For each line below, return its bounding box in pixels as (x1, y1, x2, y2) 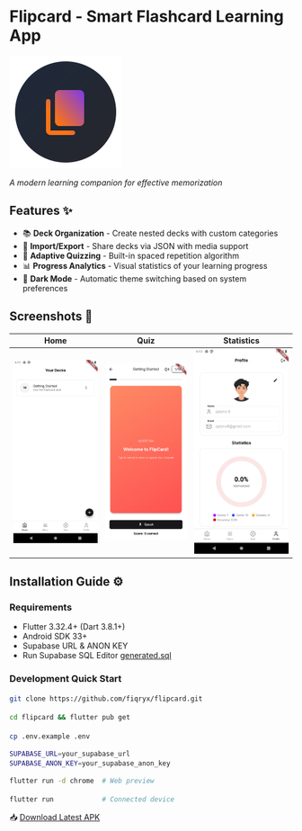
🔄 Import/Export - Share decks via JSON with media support (22, 240, 249, 251)
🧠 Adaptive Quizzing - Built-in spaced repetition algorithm (22, 250, 240, 261)
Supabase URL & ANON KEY (22, 640, 129, 651)
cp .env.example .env (9, 732, 91, 741)
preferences (22, 282, 68, 293)
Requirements (9, 601, 73, 613)
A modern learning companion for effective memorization (9, 177, 223, 188)
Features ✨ (9, 203, 73, 219)
